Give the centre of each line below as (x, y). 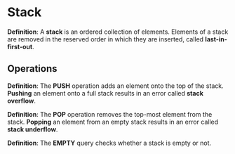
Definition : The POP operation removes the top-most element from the (110, 114)
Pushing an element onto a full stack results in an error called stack (105, 93)
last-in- (216, 39)
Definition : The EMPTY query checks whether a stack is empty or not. (109, 143)
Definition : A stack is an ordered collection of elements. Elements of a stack (118, 32)
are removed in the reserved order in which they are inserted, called (106, 39)
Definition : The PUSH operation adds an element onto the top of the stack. (115, 86)
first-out (20, 46)
